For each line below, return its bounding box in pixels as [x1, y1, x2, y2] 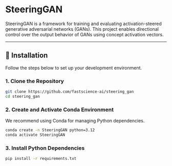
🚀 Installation [5, 51, 48, 60]
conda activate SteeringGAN [5, 132, 66, 137]
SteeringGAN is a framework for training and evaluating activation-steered [5, 20, 162, 27]
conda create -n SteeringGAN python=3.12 [5, 128, 95, 133]
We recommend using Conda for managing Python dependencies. [5, 118, 145, 124]
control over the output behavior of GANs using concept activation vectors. [5, 31, 164, 37]
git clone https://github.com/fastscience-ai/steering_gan [5, 89, 134, 94]
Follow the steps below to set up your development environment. [5, 65, 142, 71]
